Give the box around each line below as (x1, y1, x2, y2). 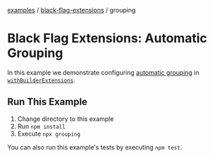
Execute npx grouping (17, 129, 81, 138)
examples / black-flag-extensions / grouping (7, 6, 136, 14)
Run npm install (17, 122, 66, 130)
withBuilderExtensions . (7, 76, 76, 84)
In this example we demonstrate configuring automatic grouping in (7, 68, 200, 76)
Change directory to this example (17, 115, 114, 123)
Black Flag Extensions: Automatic (7, 31, 208, 46)
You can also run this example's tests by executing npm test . (7, 143, 182, 151)
